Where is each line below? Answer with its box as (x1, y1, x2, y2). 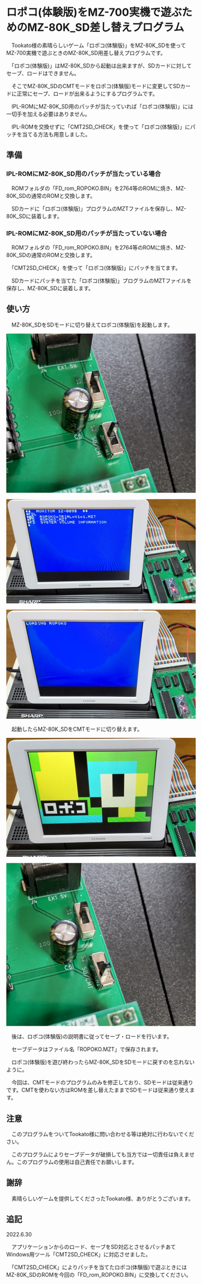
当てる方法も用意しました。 (22, 130, 91, 138)
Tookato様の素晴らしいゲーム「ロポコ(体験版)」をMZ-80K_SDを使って (11, 42, 186, 49)
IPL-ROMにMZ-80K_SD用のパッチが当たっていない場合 (6, 229, 167, 237)
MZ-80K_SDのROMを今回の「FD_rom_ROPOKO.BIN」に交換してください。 (6, 1271, 192, 1278)
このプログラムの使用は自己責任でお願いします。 (16, 1158, 138, 1165)
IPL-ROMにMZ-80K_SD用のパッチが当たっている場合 (6, 170, 161, 178)
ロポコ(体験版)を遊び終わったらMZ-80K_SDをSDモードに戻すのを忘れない (11, 1058, 195, 1066)
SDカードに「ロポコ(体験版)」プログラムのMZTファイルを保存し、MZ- (11, 205, 186, 212)
